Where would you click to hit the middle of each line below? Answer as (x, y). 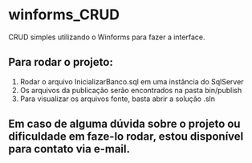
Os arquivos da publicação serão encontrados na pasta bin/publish (131, 90)
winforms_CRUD (64, 15)
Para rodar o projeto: (61, 62)
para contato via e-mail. (69, 149)
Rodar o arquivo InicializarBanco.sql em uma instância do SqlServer (132, 81)
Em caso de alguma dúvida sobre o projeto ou (124, 124)
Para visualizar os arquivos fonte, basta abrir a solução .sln (117, 99)
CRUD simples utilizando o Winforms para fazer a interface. (107, 37)
